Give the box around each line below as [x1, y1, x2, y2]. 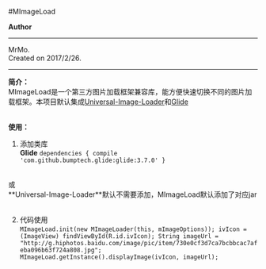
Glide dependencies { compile [19, 148, 118, 157]
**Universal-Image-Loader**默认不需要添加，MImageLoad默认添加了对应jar [8, 190, 257, 199]
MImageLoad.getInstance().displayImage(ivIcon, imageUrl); [19, 253, 219, 261]
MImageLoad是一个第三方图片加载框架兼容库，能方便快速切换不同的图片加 [8, 87, 253, 96]
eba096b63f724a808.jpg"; [19, 246, 102, 254]
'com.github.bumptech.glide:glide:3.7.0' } [19, 156, 166, 164]
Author [8, 22, 32, 31]
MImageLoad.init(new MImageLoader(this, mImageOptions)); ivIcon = [19, 225, 247, 233]
